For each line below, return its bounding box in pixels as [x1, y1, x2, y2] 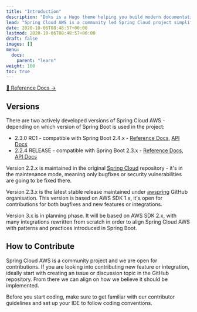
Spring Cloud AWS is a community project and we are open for [6, 257, 158, 264]
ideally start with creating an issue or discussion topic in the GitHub [6, 269, 169, 276]
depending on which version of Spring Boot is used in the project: [6, 124, 165, 131]
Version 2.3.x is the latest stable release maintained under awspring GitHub [6, 188, 188, 196]
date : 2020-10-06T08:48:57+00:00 [6, 25, 88, 31]
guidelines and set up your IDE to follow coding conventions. [6, 299, 152, 306]
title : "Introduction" [6, 8, 62, 15]
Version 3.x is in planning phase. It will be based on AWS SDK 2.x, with [6, 212, 177, 220]
